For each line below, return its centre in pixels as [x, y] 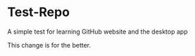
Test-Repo [39, 12]
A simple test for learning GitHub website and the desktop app [97, 31]
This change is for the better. [49, 45]
